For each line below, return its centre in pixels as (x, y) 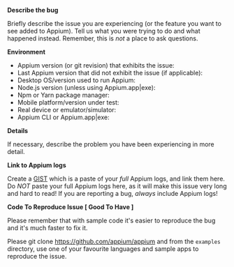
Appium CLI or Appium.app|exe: (63, 117)
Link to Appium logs (37, 165)
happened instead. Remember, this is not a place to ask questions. (103, 38)
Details (18, 131)
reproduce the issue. (37, 256)
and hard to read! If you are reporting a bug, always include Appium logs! (112, 193)
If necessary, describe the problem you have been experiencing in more (111, 144)
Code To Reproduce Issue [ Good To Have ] (71, 207)
